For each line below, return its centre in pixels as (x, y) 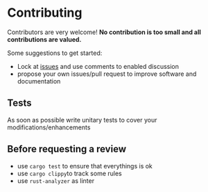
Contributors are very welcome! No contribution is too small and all (104, 32)
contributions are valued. (44, 39)
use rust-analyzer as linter (56, 181)
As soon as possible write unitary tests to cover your (82, 120)
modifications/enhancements (49, 127)
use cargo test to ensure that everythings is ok (85, 166)
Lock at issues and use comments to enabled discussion (98, 66)
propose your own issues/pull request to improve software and (107, 74)
